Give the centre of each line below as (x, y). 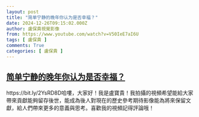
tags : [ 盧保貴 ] (27, 40)
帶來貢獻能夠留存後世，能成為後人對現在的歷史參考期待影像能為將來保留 (96, 100)
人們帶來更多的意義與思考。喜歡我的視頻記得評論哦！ (88, 108)
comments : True (25, 46)
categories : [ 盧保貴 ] (35, 51)
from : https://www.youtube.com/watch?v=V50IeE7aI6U (72, 34)
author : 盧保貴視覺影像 (33, 29)
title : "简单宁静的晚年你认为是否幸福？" (52, 17)
